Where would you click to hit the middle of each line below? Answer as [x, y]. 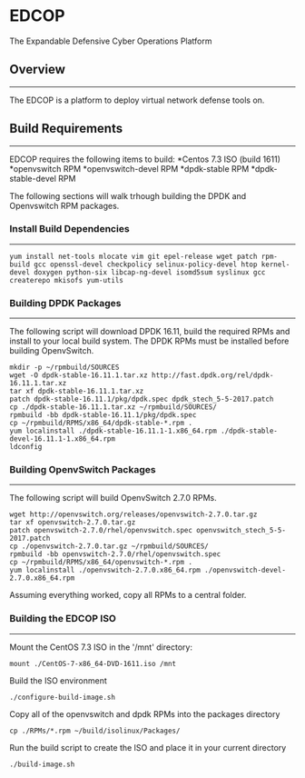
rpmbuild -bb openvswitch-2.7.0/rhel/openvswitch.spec [115, 554]
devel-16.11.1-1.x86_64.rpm [63, 439]
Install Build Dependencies [69, 229]
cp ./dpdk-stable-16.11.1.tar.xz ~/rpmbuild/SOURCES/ [113, 407]
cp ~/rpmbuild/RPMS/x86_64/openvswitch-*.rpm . [101, 563]
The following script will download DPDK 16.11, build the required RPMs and [150, 332]
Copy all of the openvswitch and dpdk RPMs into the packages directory [145, 713]
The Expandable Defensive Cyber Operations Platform [111, 41]
